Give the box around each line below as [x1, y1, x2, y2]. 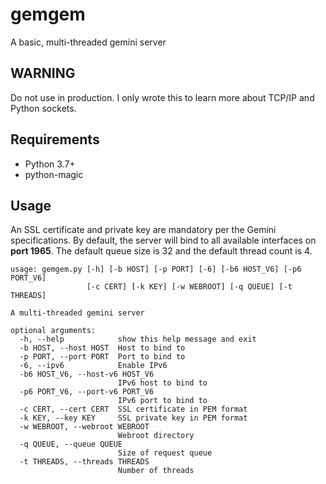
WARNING [10, 65, 76, 82]
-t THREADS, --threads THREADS [19, 457, 150, 467]
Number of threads [117, 466, 195, 476]
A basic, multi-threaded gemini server [10, 36, 167, 48]
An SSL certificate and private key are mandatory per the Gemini [10, 224, 277, 236]
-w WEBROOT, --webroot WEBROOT [19, 422, 150, 432]
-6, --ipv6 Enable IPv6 [19, 361, 168, 371]
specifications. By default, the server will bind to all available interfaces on [10, 234, 317, 247]
